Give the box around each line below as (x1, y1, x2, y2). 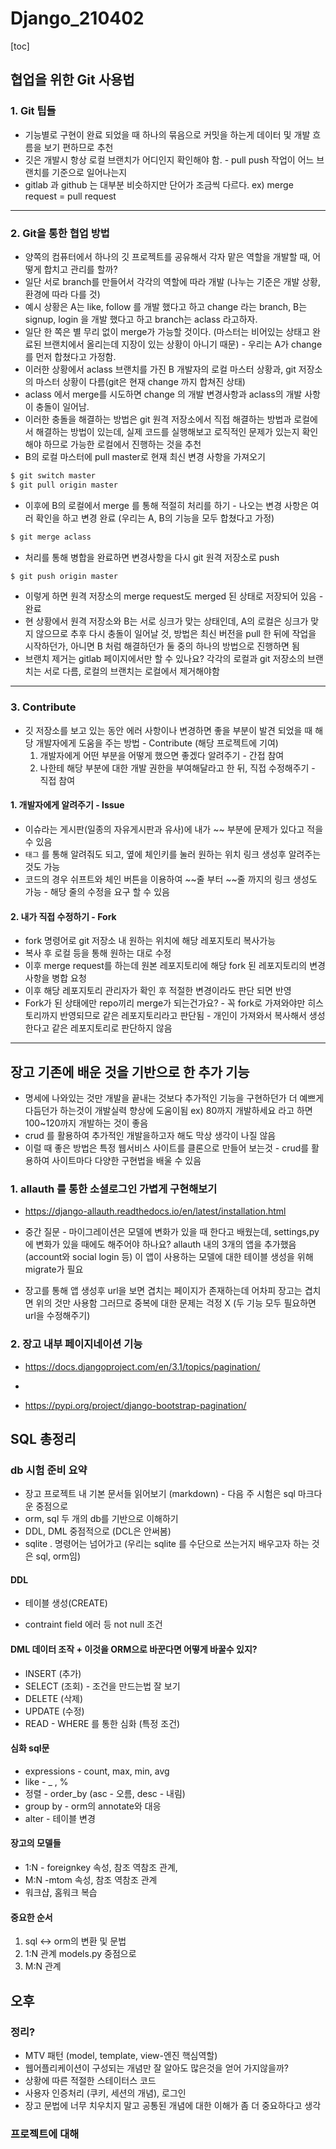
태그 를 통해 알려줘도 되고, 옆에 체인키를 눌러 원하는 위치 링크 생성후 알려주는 (24, 848, 322, 860)
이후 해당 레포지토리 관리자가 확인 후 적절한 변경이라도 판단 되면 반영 (24, 985, 292, 997)
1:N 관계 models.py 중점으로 (24, 1948, 137, 1960)
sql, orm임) (35, 1550, 82, 1562)
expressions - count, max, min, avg (24, 1765, 170, 1777)
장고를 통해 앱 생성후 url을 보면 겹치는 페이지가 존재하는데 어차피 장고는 (24, 1285, 303, 1297)
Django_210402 (10, 7, 145, 30)
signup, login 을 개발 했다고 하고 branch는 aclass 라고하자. (24, 313, 258, 325)
